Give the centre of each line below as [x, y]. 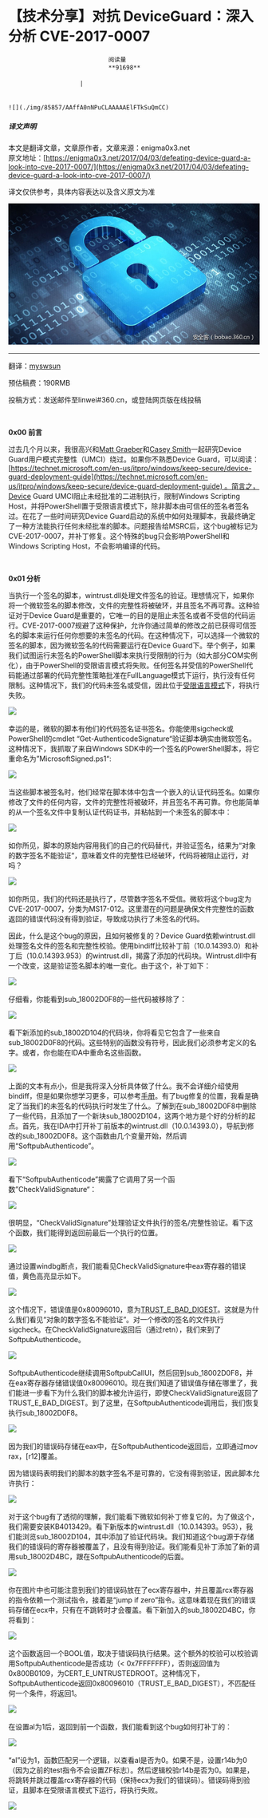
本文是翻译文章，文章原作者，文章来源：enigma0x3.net [99, 148]
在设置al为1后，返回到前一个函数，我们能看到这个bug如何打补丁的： [120, 1727]
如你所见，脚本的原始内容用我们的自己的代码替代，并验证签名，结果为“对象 [132, 846]
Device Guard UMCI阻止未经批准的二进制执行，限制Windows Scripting [124, 497]
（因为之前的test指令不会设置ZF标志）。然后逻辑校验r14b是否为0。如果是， [131, 1770]
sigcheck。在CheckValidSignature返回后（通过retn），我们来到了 [115, 1329]
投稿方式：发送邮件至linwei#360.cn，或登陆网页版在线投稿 [105, 400]
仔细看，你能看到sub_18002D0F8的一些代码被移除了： [98, 1000]
